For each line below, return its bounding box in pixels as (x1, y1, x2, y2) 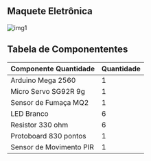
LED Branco (10, 109, 49, 119)
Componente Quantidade (10, 64, 95, 73)
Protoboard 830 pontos (10, 131, 87, 140)
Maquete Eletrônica (7, 5, 93, 17)
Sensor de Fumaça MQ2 (10, 97, 89, 107)
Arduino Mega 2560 (10, 75, 76, 85)
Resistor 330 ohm (10, 120, 69, 129)
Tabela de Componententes (7, 44, 128, 55)
